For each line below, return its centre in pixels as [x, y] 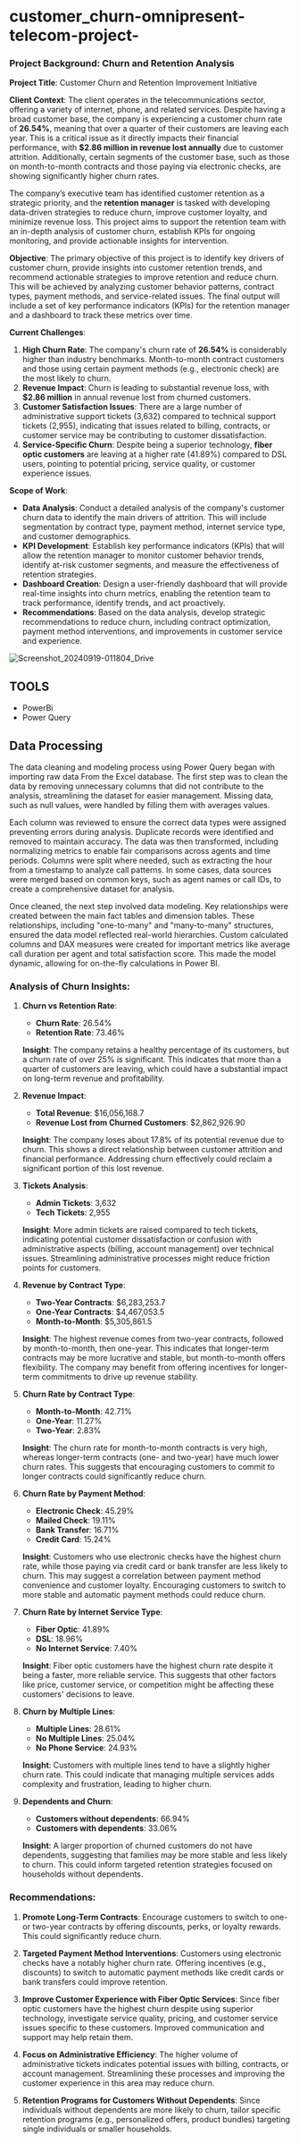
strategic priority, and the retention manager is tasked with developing [140, 203]
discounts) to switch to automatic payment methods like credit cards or [153, 1972]
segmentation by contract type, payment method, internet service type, [154, 527]
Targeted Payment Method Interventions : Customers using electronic [152, 1953]
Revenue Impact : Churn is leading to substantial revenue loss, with [145, 388]
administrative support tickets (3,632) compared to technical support [149, 417]
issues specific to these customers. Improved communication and [143, 2028]
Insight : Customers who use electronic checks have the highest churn [151, 1557]
